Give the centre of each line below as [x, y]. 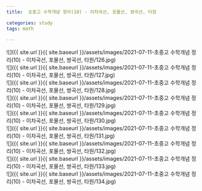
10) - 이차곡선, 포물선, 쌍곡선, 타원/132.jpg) [65, 151]
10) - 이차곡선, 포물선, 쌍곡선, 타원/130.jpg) [64, 121]
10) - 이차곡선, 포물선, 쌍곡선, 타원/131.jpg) [64, 136]
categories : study [30, 23]
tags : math [20, 29]
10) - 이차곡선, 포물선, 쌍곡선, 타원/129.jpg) [64, 106]
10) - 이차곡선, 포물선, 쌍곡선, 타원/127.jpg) [64, 75]
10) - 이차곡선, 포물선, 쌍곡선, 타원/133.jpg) [64, 166]
